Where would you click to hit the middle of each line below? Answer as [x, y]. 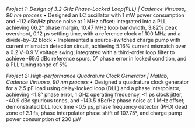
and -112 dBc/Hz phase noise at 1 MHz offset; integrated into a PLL [86, 21]
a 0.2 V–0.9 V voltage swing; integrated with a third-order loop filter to [90, 52]
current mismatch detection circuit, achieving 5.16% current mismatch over [96, 46]
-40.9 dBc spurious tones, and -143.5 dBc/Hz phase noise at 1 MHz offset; [95, 101]
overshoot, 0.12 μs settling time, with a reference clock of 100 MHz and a [93, 34]
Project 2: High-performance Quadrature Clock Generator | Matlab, [87, 76]
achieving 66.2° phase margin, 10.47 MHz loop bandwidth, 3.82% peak [92, 27]
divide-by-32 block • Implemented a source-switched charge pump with [93, 40]
